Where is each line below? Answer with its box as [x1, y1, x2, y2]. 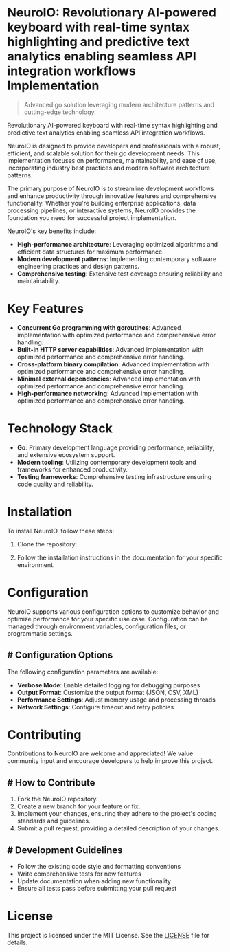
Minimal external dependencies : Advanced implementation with [16, 375, 200, 383]
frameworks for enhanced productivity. [16, 465, 128, 474]
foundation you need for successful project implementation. [7, 213, 176, 221]
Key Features [7, 301, 84, 317]
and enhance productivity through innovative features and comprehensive [7, 191, 217, 200]
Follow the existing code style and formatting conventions [16, 863, 181, 871]
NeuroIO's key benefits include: [7, 227, 97, 235]
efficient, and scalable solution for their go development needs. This [7, 149, 200, 157]
